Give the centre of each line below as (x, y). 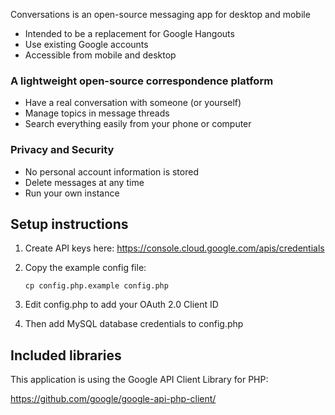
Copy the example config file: (85, 268)
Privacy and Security (62, 150)
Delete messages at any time (84, 182)
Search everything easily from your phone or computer (138, 124)
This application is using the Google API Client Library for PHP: (139, 380)
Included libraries (66, 355)
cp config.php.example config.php (96, 286)
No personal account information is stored (111, 171)
